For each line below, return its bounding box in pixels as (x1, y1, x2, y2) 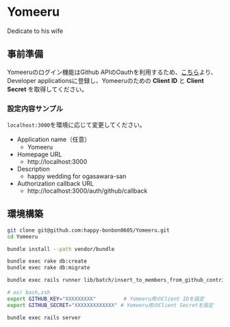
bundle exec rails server (7, 314, 81, 321)
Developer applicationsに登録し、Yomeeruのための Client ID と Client (7, 76, 204, 84)
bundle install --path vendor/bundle (7, 245, 115, 252)
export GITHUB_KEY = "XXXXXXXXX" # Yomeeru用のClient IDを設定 (7, 295, 205, 302)
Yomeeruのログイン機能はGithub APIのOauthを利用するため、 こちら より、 (7, 68, 217, 76)
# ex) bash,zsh (7, 289, 51, 296)
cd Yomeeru (7, 233, 38, 240)
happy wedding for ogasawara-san (27, 172, 127, 180)
